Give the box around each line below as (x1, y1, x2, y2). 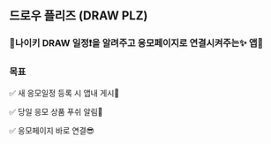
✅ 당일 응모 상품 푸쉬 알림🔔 (9, 106, 103, 117)
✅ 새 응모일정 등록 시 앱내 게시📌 (9, 87, 120, 98)
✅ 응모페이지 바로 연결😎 (9, 125, 95, 135)
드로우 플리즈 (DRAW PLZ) (9, 8, 148, 24)
